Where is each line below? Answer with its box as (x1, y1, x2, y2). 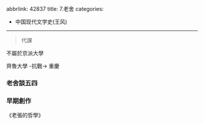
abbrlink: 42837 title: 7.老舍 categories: (6, 5, 104, 12)
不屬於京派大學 (6, 50, 44, 56)
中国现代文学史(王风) (15, 18, 68, 25)
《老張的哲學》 (6, 111, 44, 119)
